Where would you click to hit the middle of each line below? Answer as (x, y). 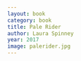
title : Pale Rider (34, 27)
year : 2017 (23, 40)
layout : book (26, 14)
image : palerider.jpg (39, 46)
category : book (30, 20)
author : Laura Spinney (40, 33)
